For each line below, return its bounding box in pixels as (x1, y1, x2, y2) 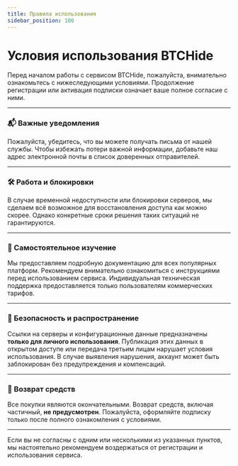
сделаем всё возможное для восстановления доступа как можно (7, 204, 208, 212)
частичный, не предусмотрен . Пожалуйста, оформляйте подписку (7, 407, 211, 416)
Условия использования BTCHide (7, 48, 214, 64)
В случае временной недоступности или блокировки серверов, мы (7, 196, 212, 204)
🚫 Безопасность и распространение (7, 314, 140, 323)
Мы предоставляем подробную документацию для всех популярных (7, 259, 217, 267)
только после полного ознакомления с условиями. (7, 415, 161, 423)
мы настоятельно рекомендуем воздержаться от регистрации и (7, 443, 203, 451)
